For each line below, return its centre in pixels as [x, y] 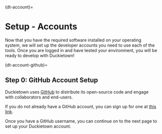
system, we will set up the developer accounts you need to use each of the [80, 45]
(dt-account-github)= [26, 65]
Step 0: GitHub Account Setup [52, 80]
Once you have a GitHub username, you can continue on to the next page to [81, 121]
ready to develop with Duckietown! [40, 55]
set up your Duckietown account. [38, 126]
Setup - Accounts [41, 27]
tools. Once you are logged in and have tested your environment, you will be [81, 50]
